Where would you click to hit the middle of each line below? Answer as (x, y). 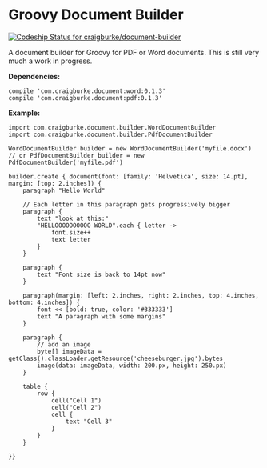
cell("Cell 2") (76, 407)
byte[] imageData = (70, 351)
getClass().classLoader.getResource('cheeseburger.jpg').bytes (116, 358)
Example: (24, 113)
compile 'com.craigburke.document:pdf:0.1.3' (85, 98)
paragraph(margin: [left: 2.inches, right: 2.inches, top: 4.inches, (141, 295)
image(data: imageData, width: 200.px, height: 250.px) (132, 366)
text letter (71, 239)
